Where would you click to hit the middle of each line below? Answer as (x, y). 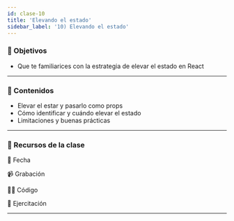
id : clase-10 (26, 14)
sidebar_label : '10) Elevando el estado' (68, 26)
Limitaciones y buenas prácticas (64, 120)
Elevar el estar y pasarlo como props (70, 106)
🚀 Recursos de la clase (46, 145)
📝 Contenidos (31, 90)
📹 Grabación (26, 174)
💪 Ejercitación (27, 204)
